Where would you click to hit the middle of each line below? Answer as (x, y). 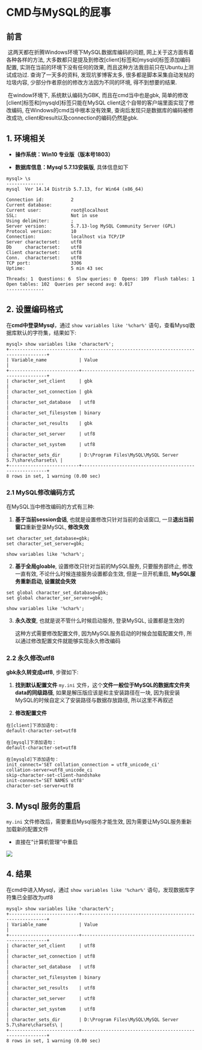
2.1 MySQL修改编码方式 (41, 492)
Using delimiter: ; (40, 221)
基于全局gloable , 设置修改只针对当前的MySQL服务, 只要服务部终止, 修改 (104, 566)
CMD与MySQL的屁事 (59, 12)
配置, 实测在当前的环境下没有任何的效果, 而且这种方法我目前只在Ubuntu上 (97, 67)
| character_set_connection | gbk (50, 392)
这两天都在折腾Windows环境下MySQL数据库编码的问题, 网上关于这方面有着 (101, 52)
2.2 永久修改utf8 (31, 658)
